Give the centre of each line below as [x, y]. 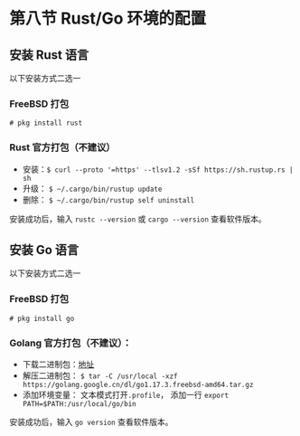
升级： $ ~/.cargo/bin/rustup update [92, 188]
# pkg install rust [46, 123]
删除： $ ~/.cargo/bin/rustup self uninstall [108, 199]
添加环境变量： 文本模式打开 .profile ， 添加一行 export [125, 395]
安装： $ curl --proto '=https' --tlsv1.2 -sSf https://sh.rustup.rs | [158, 169]
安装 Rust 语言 [49, 55]
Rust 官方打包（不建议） [62, 147]
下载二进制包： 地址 [58, 364]
